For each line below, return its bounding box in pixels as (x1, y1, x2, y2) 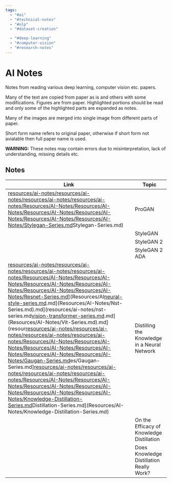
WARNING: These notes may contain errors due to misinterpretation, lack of (5, 145, 166, 151)
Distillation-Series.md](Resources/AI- (32, 402, 124, 409)
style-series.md (8, 300, 47, 307)
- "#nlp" (10, 21, 29, 27)
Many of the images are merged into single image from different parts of (5, 114, 158, 121)
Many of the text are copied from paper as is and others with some (5, 94, 146, 100)
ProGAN (135, 205, 155, 213)
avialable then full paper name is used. (5, 135, 87, 142)
